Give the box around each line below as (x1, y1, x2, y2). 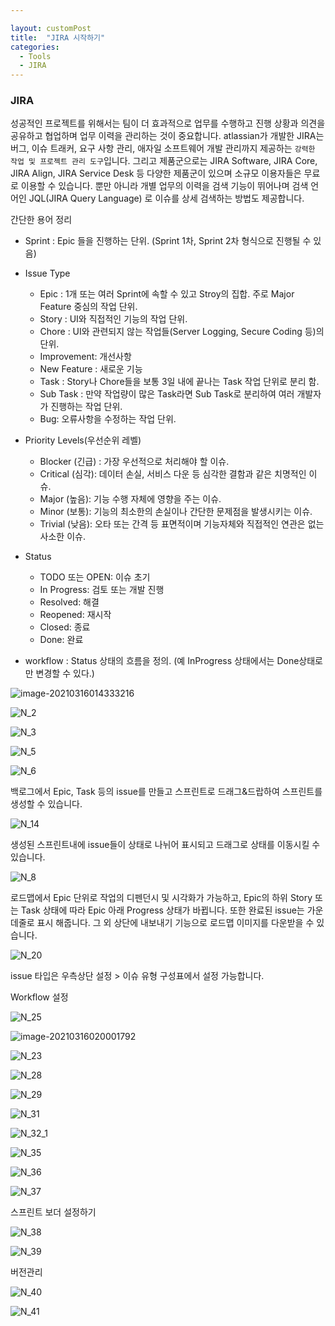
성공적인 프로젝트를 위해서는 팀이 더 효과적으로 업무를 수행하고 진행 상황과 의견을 (10, 117, 326, 130)
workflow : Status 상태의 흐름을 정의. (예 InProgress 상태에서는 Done (24, 655, 300, 667)
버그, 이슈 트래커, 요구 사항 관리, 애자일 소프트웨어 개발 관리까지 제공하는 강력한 (10, 142, 316, 155)
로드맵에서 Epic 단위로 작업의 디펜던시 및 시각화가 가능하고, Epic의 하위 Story (10, 892, 313, 904)
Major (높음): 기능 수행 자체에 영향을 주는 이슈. (39, 493, 222, 505)
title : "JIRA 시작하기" (10, 32, 106, 43)
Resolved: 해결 (39, 596, 100, 608)
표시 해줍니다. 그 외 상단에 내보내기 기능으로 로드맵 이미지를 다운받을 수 (36, 917, 315, 929)
